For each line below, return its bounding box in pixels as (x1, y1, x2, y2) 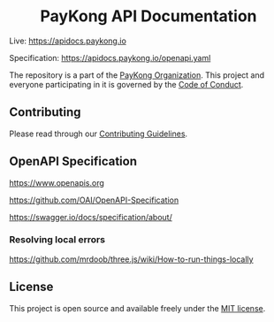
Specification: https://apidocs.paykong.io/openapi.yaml (9, 52, 211, 63)
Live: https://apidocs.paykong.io (9, 35, 126, 46)
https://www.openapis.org (9, 177, 104, 188)
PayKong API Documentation (39, 6, 258, 27)
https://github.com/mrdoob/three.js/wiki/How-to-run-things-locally (9, 254, 254, 264)
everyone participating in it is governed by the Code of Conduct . (9, 79, 244, 89)
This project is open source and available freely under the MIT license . (9, 303, 266, 313)
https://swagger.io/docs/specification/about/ (9, 211, 172, 222)
